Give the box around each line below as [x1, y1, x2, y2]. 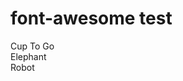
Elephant [10, 50, 47, 62]
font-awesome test [10, 7, 173, 30]
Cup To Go [10, 40, 55, 52]
